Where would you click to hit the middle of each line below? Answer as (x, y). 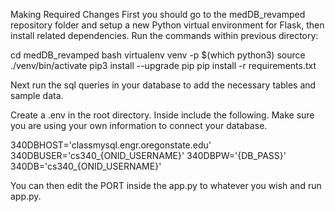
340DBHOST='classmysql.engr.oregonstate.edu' (111, 145)
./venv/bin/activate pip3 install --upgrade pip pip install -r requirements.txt (163, 65)
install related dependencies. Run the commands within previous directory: (164, 35)
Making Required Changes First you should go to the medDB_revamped (158, 14)
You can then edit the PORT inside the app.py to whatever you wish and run (166, 185)
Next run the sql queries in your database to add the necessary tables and (163, 85)
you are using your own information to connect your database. (139, 125)
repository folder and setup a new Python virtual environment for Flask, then (167, 25)
